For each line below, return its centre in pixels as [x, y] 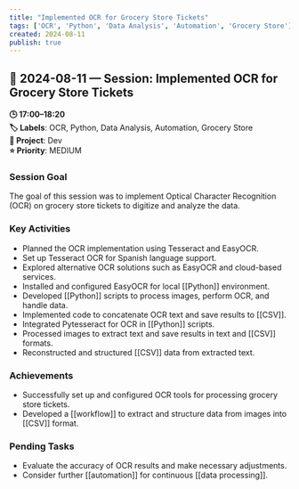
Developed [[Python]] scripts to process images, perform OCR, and [145, 296]
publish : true [36, 42]
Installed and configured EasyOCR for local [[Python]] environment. [145, 286]
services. [39, 276]
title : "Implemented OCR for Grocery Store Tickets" [109, 17]
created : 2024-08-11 [48, 34]
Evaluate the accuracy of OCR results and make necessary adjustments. [154, 466]
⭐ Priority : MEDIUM [45, 151]
